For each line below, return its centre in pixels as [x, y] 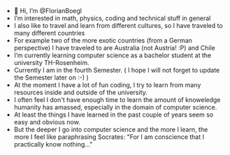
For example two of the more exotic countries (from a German [103, 40]
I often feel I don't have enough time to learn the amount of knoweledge [117, 100]
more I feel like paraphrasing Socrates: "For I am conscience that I [109, 137]
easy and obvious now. [47, 122]
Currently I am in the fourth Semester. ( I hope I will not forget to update [117, 70]
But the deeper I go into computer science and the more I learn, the [111, 130]
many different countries [49, 33]
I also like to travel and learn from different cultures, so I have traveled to [118, 25]
